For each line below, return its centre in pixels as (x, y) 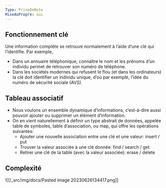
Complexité (23, 168)
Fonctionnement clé (37, 35)
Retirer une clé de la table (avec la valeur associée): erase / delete (87, 153)
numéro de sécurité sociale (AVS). (47, 83)
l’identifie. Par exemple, (29, 52)
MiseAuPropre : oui (24, 14)
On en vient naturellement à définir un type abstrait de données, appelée (87, 121)
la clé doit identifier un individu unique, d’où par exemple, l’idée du (80, 77)
